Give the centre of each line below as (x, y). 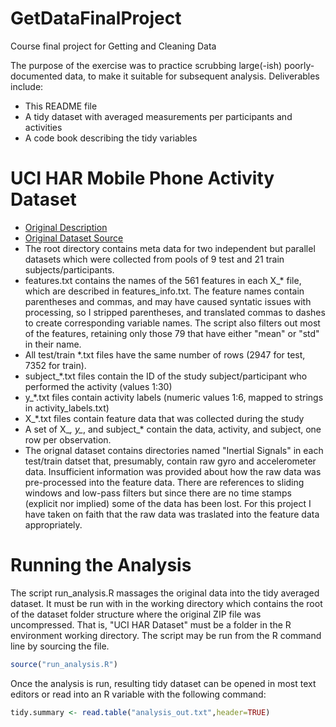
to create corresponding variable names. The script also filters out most (172, 323)
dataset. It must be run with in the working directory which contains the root (166, 603)
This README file (61, 106)
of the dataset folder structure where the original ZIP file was (136, 614)
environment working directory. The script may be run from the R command (166, 635)
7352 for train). (55, 365)
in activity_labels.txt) (67, 408)
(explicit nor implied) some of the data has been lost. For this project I (168, 503)
